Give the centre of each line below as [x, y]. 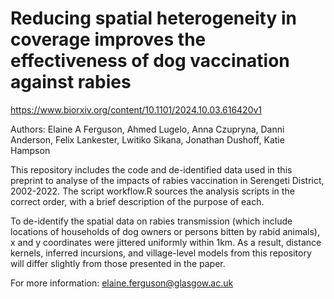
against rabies [71, 82]
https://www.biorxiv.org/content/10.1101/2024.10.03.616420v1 [136, 109]
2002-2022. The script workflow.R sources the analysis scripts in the [152, 191]
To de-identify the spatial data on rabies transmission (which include [151, 221]
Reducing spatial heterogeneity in [153, 18]
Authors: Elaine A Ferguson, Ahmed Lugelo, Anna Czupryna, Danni [147, 129]
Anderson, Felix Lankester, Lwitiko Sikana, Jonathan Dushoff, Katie [147, 139]
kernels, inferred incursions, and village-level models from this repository [161, 253]
